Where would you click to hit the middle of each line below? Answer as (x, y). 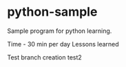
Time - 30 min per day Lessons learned (63, 44)
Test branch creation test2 (45, 57)
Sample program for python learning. (60, 31)
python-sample (52, 12)
